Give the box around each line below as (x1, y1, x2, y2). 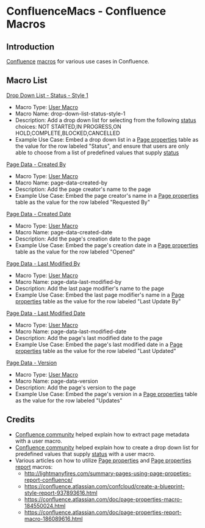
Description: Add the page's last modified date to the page (15, 334, 163, 341)
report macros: (15, 463, 53, 471)
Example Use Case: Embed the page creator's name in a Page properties (15, 192, 199, 199)
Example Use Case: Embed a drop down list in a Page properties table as (15, 136, 199, 143)
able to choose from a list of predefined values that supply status (15, 148, 179, 156)
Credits (6, 414, 35, 425)
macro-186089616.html (24, 515, 83, 523)
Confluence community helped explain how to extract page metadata (15, 430, 190, 438)
